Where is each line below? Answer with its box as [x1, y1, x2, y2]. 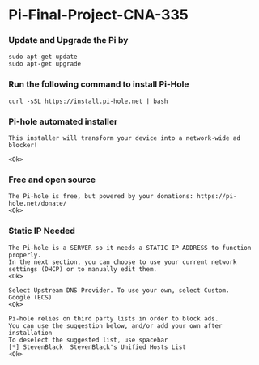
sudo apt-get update [8, 53, 79, 62]
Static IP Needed [8, 225, 75, 236]
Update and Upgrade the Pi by [8, 35, 129, 46]
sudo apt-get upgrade [8, 60, 82, 68]
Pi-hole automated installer [8, 116, 118, 127]
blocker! [8, 142, 38, 150]
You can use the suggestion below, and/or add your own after [8, 321, 223, 329]
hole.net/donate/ [8, 200, 67, 208]
